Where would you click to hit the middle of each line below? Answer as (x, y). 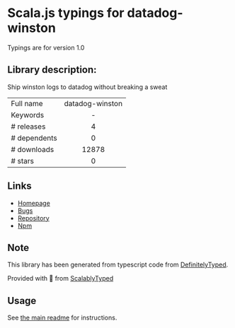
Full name (27, 103)
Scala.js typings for (66, 13)
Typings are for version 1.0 (46, 47)
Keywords (28, 115)
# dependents (34, 138)
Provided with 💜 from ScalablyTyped (61, 279)
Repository (33, 218)
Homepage (34, 203)
